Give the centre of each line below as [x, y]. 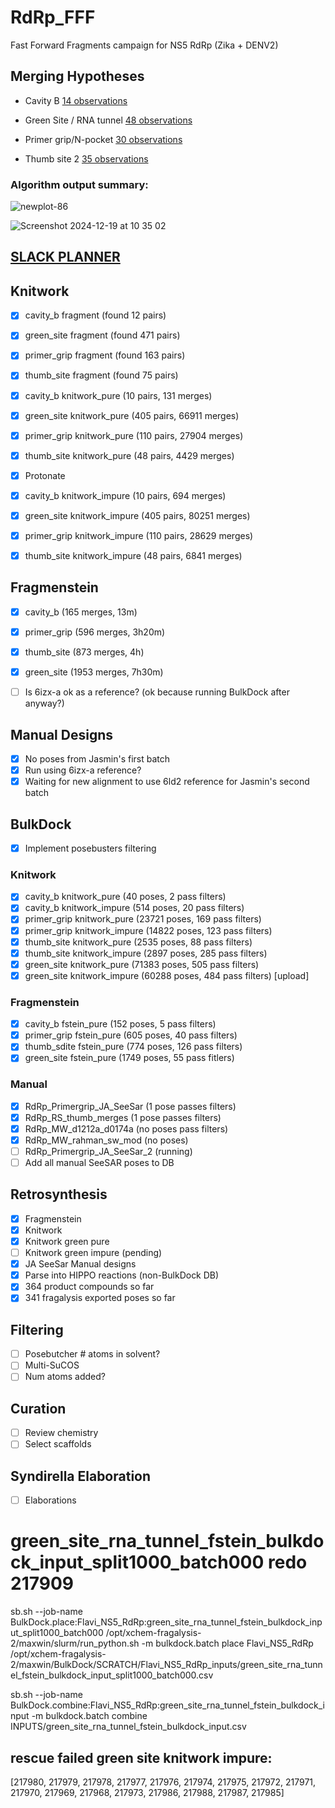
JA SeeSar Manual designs [80, 1264]
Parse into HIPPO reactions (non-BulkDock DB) [122, 1275]
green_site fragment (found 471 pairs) [102, 335]
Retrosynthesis [59, 1194]
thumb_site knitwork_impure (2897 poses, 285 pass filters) [146, 953]
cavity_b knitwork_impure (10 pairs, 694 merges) [125, 495]
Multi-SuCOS [52, 1365]
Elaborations [50, 1500]
